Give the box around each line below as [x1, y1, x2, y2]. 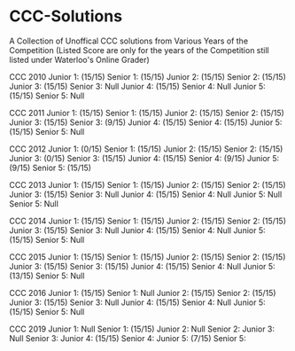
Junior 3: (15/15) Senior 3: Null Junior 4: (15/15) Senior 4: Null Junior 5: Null [9, 189, 283, 199]
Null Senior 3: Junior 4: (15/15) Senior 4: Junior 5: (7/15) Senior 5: [9, 332, 246, 343]
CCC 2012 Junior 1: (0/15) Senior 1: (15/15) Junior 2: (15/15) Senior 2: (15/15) [9, 144, 283, 154]
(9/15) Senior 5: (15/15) [9, 162, 91, 173]
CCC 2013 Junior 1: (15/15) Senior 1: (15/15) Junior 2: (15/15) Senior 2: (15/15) [9, 179, 286, 190]
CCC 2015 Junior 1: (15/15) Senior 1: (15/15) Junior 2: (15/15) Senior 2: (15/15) [9, 251, 286, 262]
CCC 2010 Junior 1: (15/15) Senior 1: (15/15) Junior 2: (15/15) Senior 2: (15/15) [9, 71, 286, 82]
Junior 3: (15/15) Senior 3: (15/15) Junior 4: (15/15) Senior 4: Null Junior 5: [9, 261, 276, 271]
